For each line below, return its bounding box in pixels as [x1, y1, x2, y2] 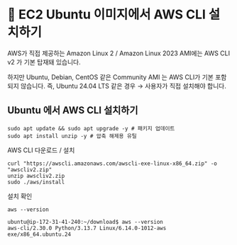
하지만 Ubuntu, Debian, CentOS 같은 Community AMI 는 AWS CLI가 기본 [7, 72, 214, 81]
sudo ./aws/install [7, 178, 65, 186]
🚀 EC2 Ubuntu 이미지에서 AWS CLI [7, 6, 206, 23]
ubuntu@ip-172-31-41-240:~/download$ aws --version [7, 218, 163, 225]
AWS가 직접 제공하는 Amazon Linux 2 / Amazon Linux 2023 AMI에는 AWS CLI [7, 49, 231, 57]
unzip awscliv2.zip [7, 172, 65, 179]
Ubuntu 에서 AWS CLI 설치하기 [7, 104, 138, 117]
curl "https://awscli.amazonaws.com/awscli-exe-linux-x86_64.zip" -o [7, 160, 218, 167]
